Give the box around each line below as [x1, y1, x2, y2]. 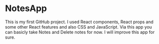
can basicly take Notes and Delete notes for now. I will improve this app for [5, 29, 155, 35]
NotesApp [5, 3, 47, 14]
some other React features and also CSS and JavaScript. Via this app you [5, 24, 152, 29]
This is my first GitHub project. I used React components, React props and [5, 19, 154, 25]
